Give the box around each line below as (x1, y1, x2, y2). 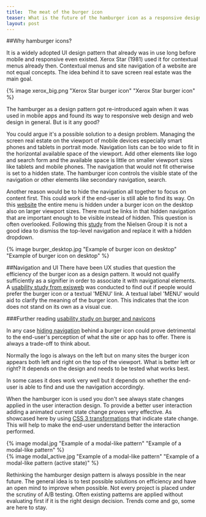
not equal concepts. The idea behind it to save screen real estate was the (6, 69, 192, 76)
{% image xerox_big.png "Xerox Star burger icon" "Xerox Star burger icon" (6, 87, 196, 95)
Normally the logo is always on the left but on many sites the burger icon (6, 352, 190, 359)
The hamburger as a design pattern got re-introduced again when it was (6, 106, 189, 113)
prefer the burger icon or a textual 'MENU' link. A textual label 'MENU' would (6, 290, 199, 298)
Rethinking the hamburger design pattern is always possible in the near (6, 471, 186, 479)
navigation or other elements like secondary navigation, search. (6, 176, 167, 184)
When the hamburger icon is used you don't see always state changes (6, 395, 185, 403)
